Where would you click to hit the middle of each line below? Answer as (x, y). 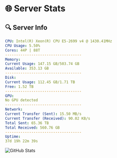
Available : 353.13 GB (27, 68)
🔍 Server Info (26, 27)
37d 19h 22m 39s (21, 141)
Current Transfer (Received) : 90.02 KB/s (48, 118)
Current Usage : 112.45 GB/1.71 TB (40, 82)
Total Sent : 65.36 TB (27, 123)
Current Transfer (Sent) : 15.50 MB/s (43, 114)
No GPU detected (21, 100)
